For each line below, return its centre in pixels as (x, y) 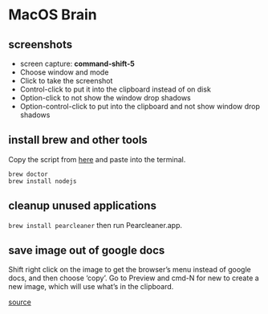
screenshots (41, 45)
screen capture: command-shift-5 (77, 63)
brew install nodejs (43, 181)
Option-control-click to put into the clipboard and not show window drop (140, 106)
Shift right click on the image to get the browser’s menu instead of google (130, 270)
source (20, 302)
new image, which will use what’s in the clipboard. (91, 287)
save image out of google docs (87, 251)
